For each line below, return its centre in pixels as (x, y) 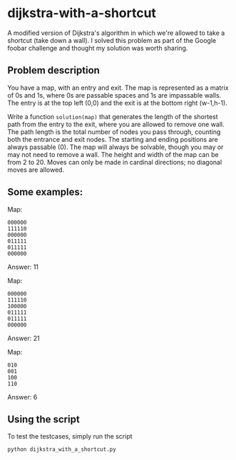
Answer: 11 (23, 267)
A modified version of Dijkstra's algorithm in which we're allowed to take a (116, 33)
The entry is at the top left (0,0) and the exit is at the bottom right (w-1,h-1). (118, 103)
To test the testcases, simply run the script (70, 436)
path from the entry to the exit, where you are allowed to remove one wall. (116, 124)
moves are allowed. (36, 170)
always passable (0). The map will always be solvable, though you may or (116, 147)
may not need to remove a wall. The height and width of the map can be (113, 154)
